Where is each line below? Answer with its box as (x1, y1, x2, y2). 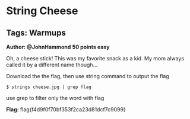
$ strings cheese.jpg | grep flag (6, 84, 92, 90)
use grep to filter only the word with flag (6, 95, 104, 101)
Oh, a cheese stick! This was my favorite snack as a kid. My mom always (6, 55, 185, 62)
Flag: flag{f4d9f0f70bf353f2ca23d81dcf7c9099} (6, 106, 126, 113)
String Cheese (6, 4, 78, 18)
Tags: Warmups (6, 28, 66, 38)
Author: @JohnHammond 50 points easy (6, 43, 110, 50)
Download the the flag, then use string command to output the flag (6, 73, 169, 79)
